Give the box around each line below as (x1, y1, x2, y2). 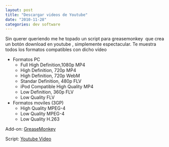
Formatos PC (12, 57, 40, 63)
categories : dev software (5, 21, 60, 27)
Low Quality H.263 (20, 116, 60, 122)
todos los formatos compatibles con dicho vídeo (5, 46, 107, 53)
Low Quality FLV (20, 94, 55, 101)
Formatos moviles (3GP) (12, 100, 64, 106)
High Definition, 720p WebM (20, 72, 80, 79)
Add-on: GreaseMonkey (5, 126, 56, 132)
